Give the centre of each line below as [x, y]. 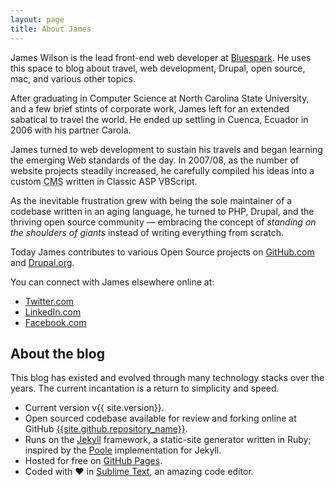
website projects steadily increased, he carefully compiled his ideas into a [162, 170]
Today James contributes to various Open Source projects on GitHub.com [162, 252]
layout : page [37, 19]
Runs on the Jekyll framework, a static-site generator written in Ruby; [168, 440]
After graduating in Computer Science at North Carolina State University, [160, 98]
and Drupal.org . [42, 262]
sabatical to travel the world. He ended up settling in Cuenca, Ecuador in [159, 119]
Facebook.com [55, 322]
